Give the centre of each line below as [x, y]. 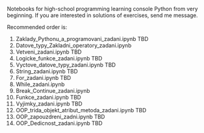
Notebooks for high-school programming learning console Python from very [103, 9]
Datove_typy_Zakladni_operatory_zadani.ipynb [73, 45]
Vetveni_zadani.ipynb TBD [48, 52]
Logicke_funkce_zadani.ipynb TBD [59, 58]
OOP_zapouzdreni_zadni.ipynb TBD [60, 117]
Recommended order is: [37, 27]
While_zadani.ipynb [40, 84]
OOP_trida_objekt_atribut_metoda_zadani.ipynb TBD [81, 110]
